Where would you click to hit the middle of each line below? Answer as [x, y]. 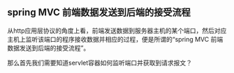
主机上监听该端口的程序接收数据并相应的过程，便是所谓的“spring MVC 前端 [115, 39]
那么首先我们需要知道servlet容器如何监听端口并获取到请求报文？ [100, 63]
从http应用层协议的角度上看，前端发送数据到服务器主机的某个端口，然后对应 [117, 31]
